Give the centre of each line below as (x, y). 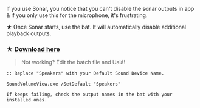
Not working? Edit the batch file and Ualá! (73, 62)
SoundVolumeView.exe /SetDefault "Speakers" (64, 84)
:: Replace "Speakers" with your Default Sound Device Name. (85, 73)
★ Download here (33, 49)
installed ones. (27, 100)
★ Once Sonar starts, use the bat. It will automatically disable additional (96, 27)
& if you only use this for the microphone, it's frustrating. (77, 15)
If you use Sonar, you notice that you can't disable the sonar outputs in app (100, 9)
